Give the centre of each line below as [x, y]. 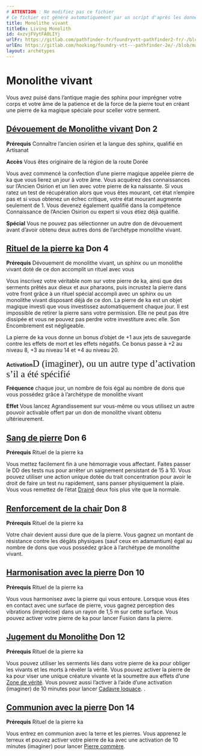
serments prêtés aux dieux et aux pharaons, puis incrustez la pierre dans [96, 287]
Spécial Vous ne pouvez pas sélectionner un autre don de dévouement [94, 223]
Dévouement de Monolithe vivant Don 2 [82, 129]
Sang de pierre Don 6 [47, 438]
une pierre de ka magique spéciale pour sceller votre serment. [83, 110]
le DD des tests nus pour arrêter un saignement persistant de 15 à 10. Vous [99, 470]
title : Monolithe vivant [37, 23]
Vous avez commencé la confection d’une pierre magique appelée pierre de [100, 173]
